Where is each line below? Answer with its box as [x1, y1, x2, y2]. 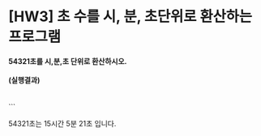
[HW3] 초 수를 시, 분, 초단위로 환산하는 [8, 7, 253, 26]
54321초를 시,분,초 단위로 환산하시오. [8, 56, 127, 66]
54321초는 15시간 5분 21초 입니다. [8, 119, 117, 129]
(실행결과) [8, 74, 41, 85]
